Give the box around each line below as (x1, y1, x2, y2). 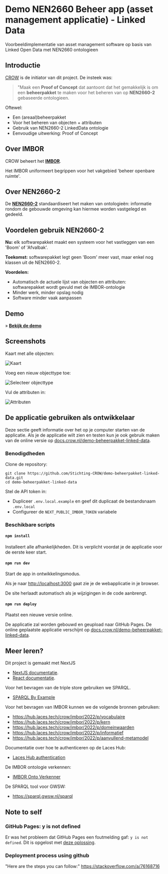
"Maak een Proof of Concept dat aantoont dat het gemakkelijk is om (17, 84, 158, 90)
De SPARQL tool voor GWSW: (5, 783, 66, 789)
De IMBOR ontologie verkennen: (5, 764, 71, 770)
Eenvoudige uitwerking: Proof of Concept (12, 130, 98, 136)
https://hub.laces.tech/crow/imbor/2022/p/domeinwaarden (12, 724, 134, 730)
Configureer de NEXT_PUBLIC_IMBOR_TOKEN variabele (12, 509, 117, 515)
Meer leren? (5, 647, 43, 655)
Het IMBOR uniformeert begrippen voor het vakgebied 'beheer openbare (5, 168, 155, 174)
